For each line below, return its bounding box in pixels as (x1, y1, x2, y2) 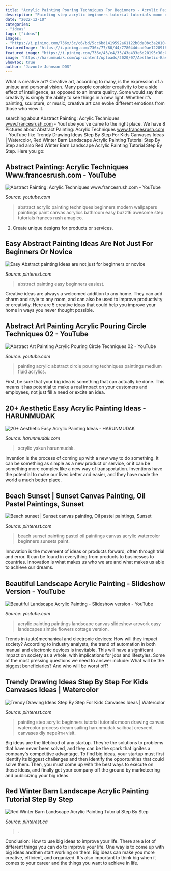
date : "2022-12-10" (5, 17, 47, 22)
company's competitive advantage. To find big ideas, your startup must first (5, 751, 164, 757)
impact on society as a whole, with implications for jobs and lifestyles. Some (5, 652, 165, 658)
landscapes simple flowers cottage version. (17, 626, 109, 632)
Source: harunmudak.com (5, 435, 60, 441)
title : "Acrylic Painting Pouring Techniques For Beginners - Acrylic (5, 7, 158, 13)
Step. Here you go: (5, 148, 45, 154)
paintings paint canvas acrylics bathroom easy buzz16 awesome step (17, 209, 164, 215)
